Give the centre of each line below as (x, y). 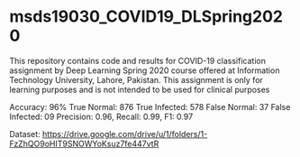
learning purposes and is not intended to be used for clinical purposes (140, 89)
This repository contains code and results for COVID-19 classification (137, 60)
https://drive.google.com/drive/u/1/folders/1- (125, 134)
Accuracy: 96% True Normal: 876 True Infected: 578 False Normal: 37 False (150, 106)
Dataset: (25, 134)
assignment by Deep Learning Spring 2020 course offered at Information (145, 70)
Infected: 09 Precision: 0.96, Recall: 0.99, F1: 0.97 (101, 116)
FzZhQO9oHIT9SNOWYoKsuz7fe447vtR (84, 143)
